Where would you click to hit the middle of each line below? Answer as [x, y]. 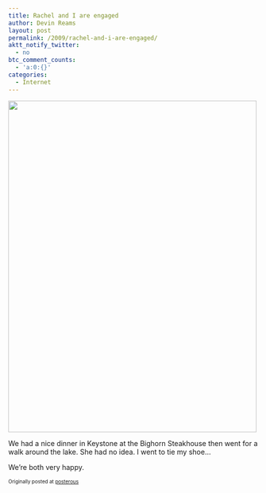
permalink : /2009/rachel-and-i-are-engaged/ [83, 38]
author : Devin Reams [42, 23]
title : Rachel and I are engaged [64, 16]
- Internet [33, 82]
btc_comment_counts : [42, 60]
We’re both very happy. [46, 467]
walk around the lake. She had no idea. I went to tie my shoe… [110, 452]
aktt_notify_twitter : [44, 45]
